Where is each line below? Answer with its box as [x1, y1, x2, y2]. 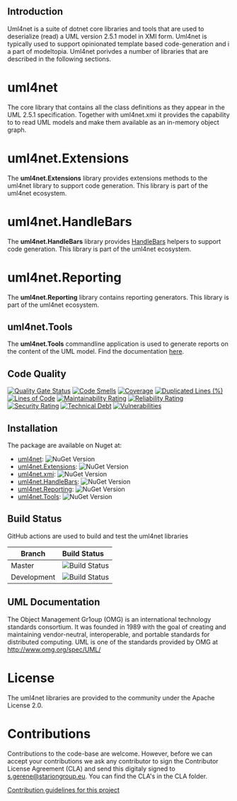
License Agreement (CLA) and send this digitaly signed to [7, 764, 175, 773]
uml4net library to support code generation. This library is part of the [7, 181, 209, 190]
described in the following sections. [7, 55, 112, 63]
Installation [7, 422, 58, 435]
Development [11, 572, 55, 582]
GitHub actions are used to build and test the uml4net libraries [7, 532, 189, 540]
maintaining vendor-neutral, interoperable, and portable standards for [7, 630, 210, 639]
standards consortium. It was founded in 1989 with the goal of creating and [7, 622, 226, 631]
